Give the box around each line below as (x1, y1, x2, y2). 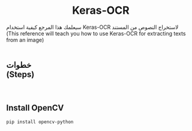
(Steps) (6, 70, 35, 80)
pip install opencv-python (6, 118, 74, 125)
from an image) (6, 36, 44, 43)
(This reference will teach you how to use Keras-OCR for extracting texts (6, 29, 186, 37)
